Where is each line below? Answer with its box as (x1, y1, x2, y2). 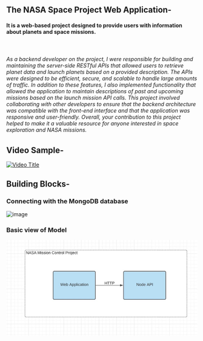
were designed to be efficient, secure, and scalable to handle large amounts (6, 75, 198, 82)
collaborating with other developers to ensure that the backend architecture (6, 101, 196, 108)
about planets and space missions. (6, 28, 96, 35)
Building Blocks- (6, 179, 70, 189)
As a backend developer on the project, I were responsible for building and (6, 56, 193, 63)
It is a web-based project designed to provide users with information (6, 21, 183, 29)
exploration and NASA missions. (6, 127, 87, 134)
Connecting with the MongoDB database (6, 197, 128, 205)
